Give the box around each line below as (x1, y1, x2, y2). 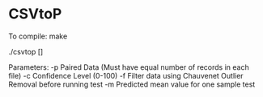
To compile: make (8, 31, 68, 41)
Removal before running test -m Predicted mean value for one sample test (8, 79, 256, 89)
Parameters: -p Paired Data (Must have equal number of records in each (8, 62, 249, 72)
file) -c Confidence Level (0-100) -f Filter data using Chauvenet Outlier (8, 71, 244, 80)
